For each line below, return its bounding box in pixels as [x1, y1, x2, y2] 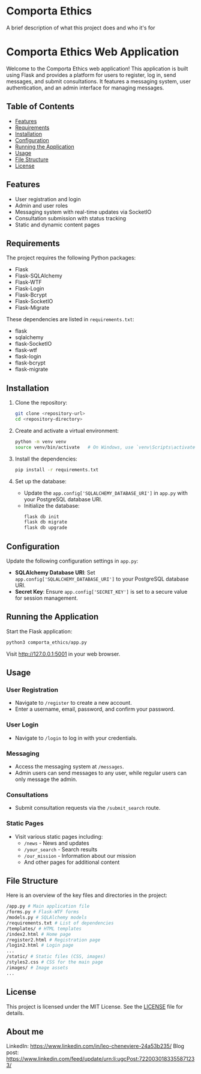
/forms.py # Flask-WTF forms [6, 909, 79, 915]
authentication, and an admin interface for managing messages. [6, 84, 164, 91]
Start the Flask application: [6, 627, 73, 635]
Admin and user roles [14, 202, 68, 209]
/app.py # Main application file [6, 904, 90, 910]
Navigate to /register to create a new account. [14, 699, 132, 707]
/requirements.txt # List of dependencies [6, 920, 114, 926]
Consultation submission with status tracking [14, 214, 127, 222]
